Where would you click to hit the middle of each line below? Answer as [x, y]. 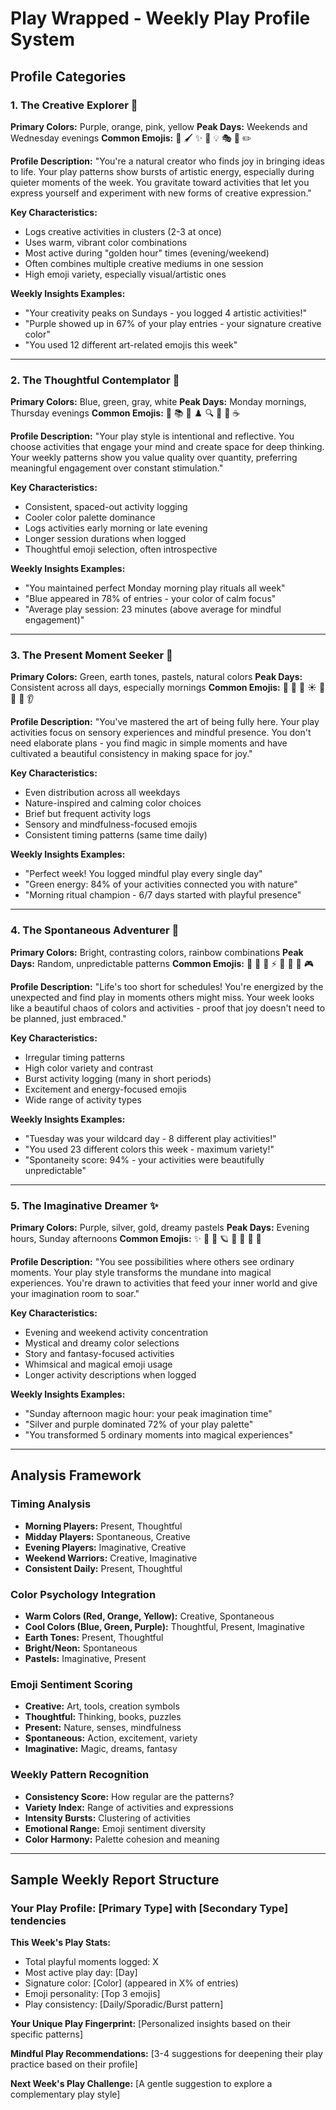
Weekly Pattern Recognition [80, 1775]
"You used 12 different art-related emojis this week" [131, 344]
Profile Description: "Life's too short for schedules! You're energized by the [167, 986]
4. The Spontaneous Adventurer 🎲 [95, 930]
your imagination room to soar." [75, 1294]
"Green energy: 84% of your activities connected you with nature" [161, 884]
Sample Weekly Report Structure [115, 1880]
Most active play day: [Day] [81, 1973]
